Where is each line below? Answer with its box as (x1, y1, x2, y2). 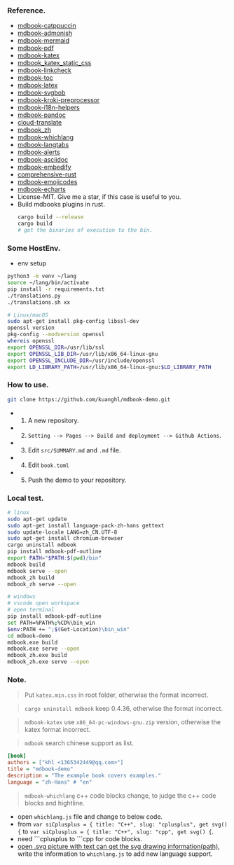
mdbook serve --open (7, 567, 68, 574)
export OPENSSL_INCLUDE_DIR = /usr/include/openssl (7, 357, 156, 364)
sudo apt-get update (7, 515, 68, 523)
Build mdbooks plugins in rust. (17, 200, 105, 209)
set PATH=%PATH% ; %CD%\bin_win (7, 619, 96, 626)
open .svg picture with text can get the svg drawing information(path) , (17, 842, 221, 850)
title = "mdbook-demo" (7, 766, 74, 773)
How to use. (7, 380, 49, 390)
